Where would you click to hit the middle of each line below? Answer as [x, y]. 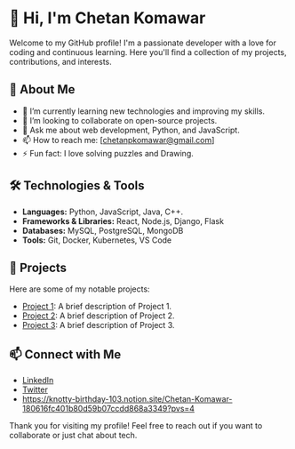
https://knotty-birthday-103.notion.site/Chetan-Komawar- [127, 399]
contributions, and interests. [61, 61]
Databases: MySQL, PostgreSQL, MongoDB [103, 230]
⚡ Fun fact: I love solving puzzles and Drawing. [108, 153]
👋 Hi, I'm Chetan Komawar [108, 18]
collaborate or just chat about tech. [73, 436]
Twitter [35, 389]
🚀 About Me [42, 89]
